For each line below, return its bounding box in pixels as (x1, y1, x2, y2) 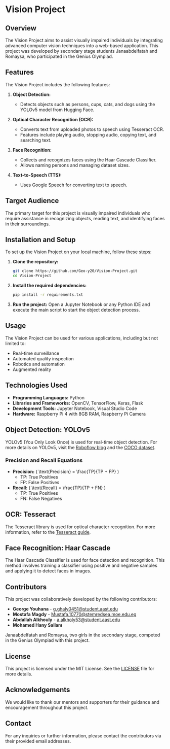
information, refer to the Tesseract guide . (5, 529, 91, 535)
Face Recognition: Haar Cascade (5, 544, 111, 552)
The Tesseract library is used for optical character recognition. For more (5, 524, 156, 530)
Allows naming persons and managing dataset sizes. (20, 162, 130, 168)
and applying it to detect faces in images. (5, 568, 92, 574)
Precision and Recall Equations (5, 457, 83, 464)
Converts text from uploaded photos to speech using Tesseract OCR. (20, 126, 164, 132)
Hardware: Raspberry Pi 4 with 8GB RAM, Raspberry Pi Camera (12, 411, 146, 417)
